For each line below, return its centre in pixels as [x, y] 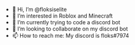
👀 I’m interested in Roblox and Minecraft [62, 16]
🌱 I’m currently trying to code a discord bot [66, 22]
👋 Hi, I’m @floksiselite [39, 9]
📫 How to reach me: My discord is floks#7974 [71, 36]
